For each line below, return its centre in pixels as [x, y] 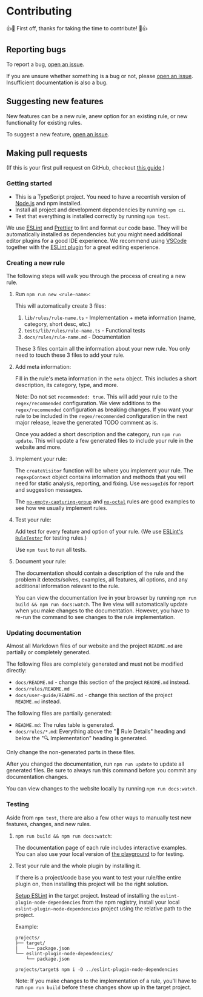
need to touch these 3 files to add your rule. [70, 355]
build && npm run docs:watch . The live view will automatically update [101, 604]
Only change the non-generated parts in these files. [71, 752]
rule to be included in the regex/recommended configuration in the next [101, 416]
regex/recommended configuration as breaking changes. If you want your [104, 409]
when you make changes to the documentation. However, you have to [102, 611]
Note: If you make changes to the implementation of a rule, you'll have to [106, 981]
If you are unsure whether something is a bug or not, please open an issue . [100, 76]
